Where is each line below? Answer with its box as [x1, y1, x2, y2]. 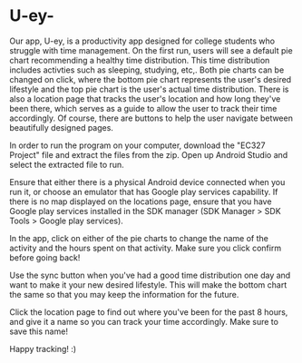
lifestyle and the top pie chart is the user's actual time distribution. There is [9, 83, 289, 94]
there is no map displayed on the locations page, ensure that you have [9, 196, 272, 207]
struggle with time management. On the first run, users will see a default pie [9, 44, 293, 55]
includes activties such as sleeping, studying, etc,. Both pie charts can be [9, 64, 285, 75]
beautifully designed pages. [9, 122, 113, 132]
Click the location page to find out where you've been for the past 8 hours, [9, 306, 288, 318]
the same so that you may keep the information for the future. [9, 289, 239, 299]
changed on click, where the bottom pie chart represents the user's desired [9, 74, 292, 84]
